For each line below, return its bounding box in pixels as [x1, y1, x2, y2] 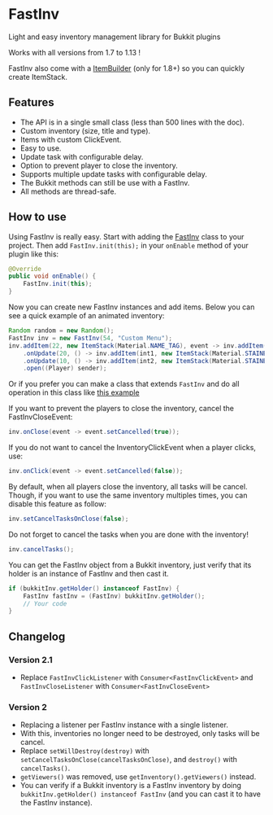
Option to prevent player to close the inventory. [19, 160, 179, 170]
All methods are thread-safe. [19, 186, 117, 196]
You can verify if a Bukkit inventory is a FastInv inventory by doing [19, 781, 242, 791]
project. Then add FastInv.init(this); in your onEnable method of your [8, 240, 249, 250]
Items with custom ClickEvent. [19, 134, 122, 144]
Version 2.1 [8, 654, 53, 665]
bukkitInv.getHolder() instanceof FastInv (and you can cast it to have [19, 789, 262, 799]
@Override [8, 265, 42, 273]
